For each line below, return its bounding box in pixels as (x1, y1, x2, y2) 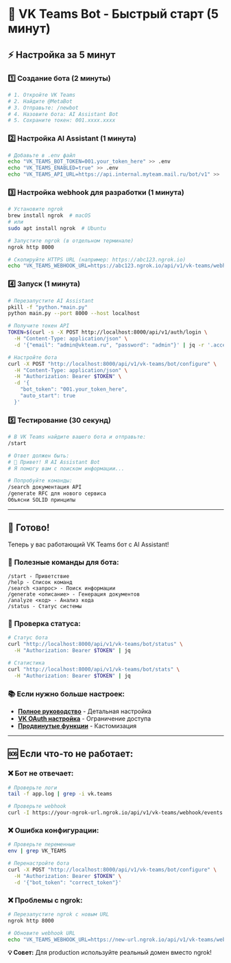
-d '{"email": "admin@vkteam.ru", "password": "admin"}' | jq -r (14, 341, 205, 349)
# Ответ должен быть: (8, 452, 70, 459)
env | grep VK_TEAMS (8, 848, 67, 855)
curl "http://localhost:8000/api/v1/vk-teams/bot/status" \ (8, 641, 184, 648)
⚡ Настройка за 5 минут (8, 49, 116, 60)
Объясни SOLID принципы (8, 497, 76, 504)
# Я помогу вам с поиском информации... (8, 465, 125, 472)
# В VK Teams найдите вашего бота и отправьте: (8, 434, 147, 441)
